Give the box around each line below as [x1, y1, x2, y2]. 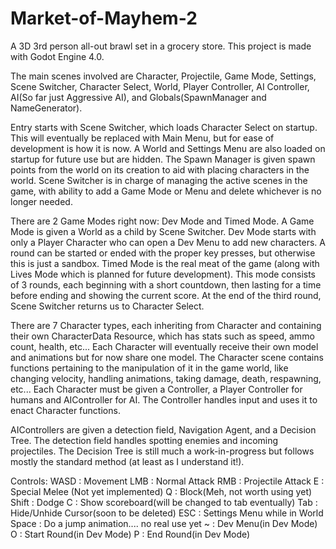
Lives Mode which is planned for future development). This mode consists [10, 268, 316, 280]
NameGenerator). [10, 102, 83, 114]
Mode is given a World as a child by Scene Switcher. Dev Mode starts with [10, 225, 317, 237]
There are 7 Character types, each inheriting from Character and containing [10, 319, 322, 331]
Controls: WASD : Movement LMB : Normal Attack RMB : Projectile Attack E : [10, 475, 325, 487]
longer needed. [10, 195, 73, 207]
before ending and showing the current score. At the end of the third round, [10, 289, 322, 301]
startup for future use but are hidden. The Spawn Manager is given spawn [10, 153, 316, 165]
